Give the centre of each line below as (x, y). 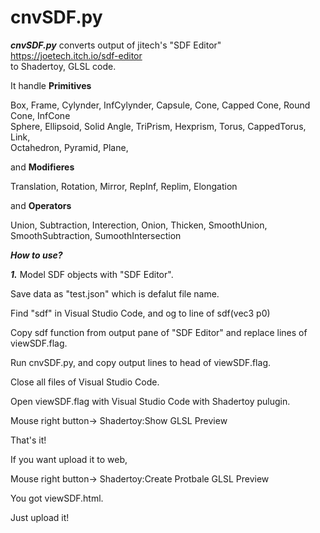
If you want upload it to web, (69, 459)
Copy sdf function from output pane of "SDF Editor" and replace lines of (159, 332)
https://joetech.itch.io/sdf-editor (76, 55)
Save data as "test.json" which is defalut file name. (115, 293)
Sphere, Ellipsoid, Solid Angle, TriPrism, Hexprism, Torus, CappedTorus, (158, 126)
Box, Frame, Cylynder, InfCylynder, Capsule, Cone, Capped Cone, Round (160, 105)
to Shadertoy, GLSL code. (63, 66)
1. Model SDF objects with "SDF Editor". (92, 274)
